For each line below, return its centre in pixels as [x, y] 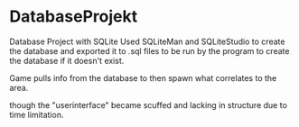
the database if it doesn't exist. [67, 60]
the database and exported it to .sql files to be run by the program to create [149, 50]
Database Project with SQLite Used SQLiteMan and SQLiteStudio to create [147, 41]
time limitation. [37, 114]
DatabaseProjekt [74, 17]
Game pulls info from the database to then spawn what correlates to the [143, 77]
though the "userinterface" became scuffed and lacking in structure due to [148, 104]
